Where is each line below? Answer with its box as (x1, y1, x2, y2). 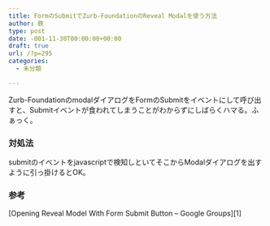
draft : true (8, 42, 49, 50)
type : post (8, 27, 46, 35)
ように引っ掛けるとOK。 (8, 168, 91, 177)
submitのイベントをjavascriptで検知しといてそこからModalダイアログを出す (8, 157, 263, 167)
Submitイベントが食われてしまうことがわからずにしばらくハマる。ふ (29, 104, 259, 114)
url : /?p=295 (8, 49, 53, 58)
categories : (8, 58, 49, 66)
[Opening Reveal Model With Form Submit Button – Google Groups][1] (8, 208, 242, 219)
